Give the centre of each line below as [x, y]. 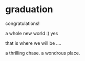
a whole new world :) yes [32, 33]
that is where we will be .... [33, 43]
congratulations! [23, 23]
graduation [29, 9]
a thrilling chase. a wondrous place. [43, 53]
